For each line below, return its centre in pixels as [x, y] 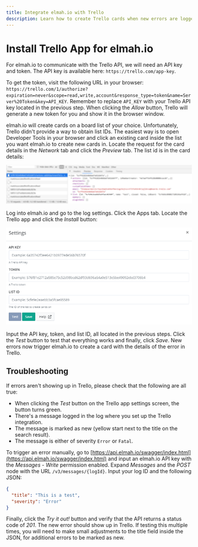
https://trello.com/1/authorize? [47, 89]
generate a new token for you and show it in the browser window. [85, 114]
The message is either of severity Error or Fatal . [74, 441]
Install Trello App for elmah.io [80, 49]
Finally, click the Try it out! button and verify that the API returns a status [94, 519]
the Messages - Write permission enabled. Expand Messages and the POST [98, 465]
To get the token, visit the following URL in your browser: [75, 83]
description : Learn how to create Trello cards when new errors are [92, 19]
